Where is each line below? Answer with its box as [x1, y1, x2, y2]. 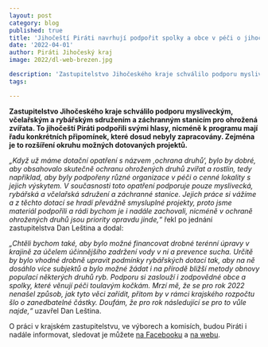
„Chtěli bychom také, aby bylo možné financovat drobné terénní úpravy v [9, 238, 250, 248]
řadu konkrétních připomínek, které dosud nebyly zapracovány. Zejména [9, 132, 255, 141]
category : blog [9, 19, 60, 27]
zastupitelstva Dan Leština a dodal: [9, 223, 124, 233]
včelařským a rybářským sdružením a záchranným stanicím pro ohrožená [9, 114, 258, 124]
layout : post [9, 11, 52, 20]
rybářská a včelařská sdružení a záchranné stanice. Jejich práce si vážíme [9, 189, 257, 199]
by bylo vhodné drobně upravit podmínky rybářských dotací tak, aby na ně [9, 255, 255, 264]
